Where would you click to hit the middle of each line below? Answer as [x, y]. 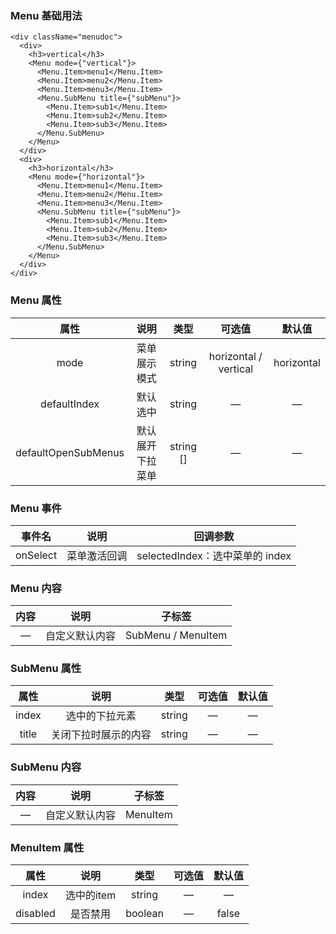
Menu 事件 [36, 508]
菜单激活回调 [97, 555]
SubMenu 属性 [46, 669]
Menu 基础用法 [46, 15]
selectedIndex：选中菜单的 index [214, 555]
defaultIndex [70, 404]
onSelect [36, 555]
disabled [35, 914]
